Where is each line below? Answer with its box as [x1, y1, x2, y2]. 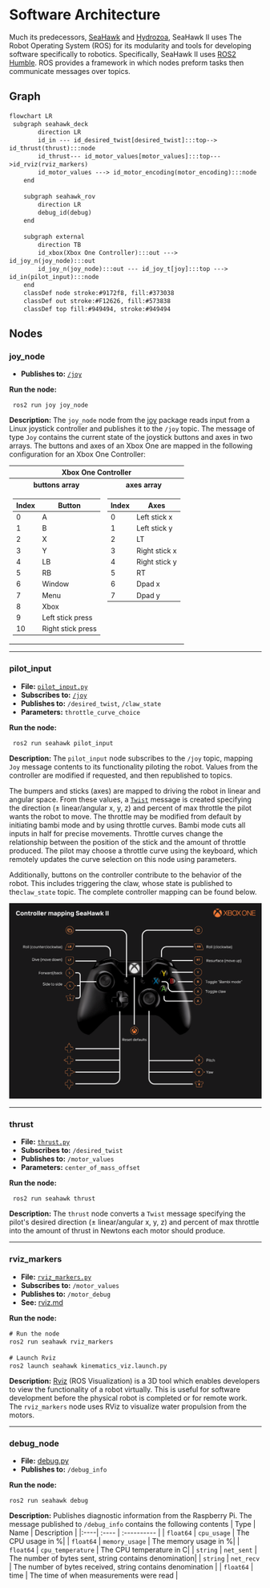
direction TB [38, 240, 82, 248]
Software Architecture [9, 6, 161, 24]
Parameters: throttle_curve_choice [20, 707, 141, 716]
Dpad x [136, 579, 160, 589]
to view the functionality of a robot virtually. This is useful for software [9, 1385, 241, 1394]
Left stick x [136, 512, 173, 522]
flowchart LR [9, 112, 53, 120]
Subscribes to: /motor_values [20, 1280, 119, 1290]
